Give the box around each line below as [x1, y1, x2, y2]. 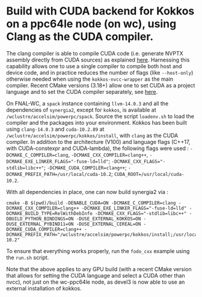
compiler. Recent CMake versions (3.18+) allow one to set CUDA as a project [6, 81, 195, 89]
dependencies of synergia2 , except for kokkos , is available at [6, 106, 156, 113]
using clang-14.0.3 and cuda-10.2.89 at [6, 125, 105, 133]
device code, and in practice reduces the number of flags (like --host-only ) [6, 69, 194, 76]
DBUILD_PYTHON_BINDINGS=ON [6, 216, 74, 222]
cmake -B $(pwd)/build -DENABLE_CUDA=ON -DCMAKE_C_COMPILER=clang [6, 200, 176, 206]
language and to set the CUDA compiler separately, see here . [6, 88, 158, 95]
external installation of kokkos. [6, 284, 82, 292]
